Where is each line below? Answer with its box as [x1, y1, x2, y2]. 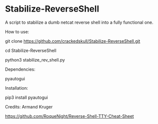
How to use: [5, 29, 29, 34]
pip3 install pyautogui [5, 94, 48, 100]
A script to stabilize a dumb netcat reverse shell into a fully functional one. [5, 19, 154, 25]
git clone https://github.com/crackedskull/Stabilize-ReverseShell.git [5, 38, 140, 44]
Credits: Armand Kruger [5, 104, 53, 109]
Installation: [5, 85, 28, 91]
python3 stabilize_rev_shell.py [5, 57, 65, 62]
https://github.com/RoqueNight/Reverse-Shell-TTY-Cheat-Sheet [5, 113, 134, 119]
